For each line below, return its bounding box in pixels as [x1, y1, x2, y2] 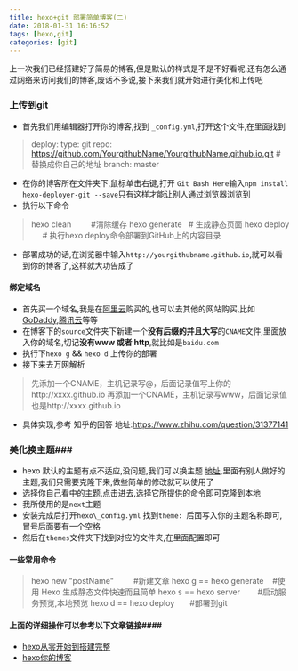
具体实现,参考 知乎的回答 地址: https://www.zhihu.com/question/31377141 [21, 419, 289, 430]
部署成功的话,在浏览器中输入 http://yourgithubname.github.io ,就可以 [21, 248, 276, 259]
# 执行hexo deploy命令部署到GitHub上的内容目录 [42, 230, 221, 240]
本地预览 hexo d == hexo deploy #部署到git [56, 598, 228, 609]
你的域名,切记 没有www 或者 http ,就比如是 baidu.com [29, 336, 220, 347]
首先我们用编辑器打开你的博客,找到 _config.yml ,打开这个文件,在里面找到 [21, 121, 286, 132]
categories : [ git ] [9, 37, 77, 47]
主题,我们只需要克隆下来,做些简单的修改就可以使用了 [21, 477, 214, 488]
